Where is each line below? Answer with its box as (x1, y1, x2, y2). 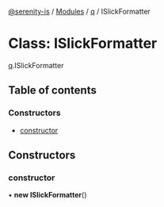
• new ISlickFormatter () (8, 190, 87, 200)
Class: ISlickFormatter (8, 35, 158, 52)
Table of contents (8, 83, 97, 98)
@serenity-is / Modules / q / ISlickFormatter (8, 7, 151, 16)
